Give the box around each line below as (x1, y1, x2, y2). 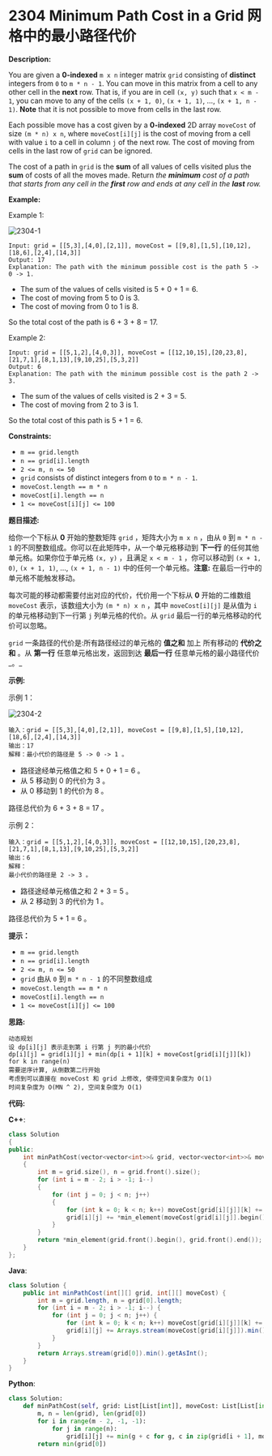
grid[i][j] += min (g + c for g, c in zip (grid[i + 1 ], (66, 1432, 255, 1441)
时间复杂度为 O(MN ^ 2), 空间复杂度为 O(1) (8, 1083, 143, 1091)
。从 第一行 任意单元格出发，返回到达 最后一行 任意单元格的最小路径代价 (17, 648, 260, 657)
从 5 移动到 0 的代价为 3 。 (19, 775, 110, 786)
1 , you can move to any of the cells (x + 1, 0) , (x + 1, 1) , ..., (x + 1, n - (8, 96, 257, 105)
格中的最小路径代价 (8, 27, 137, 45)
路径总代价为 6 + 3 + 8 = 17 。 (8, 803, 108, 812)
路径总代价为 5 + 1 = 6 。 (8, 913, 91, 923)
